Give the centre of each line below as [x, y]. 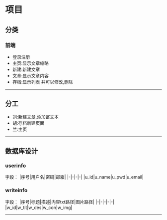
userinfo [16, 166]
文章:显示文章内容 [30, 75]
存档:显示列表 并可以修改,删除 [42, 82]
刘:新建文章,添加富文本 [35, 117]
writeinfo [16, 191]
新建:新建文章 [26, 69]
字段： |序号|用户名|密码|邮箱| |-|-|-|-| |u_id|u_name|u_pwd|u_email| [75, 177]
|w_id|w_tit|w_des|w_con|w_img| [39, 208]
